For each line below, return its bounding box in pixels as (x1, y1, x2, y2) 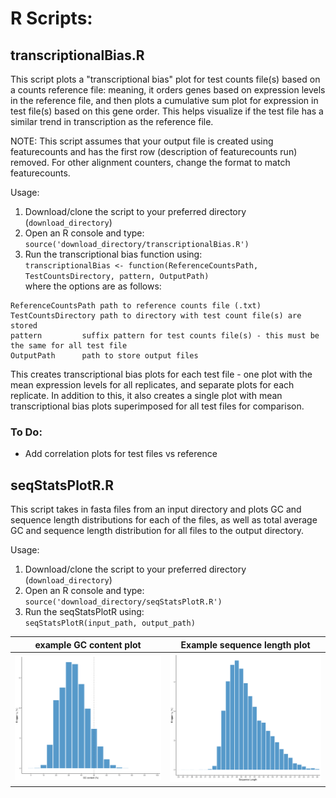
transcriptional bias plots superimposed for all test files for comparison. (10, 400, 305, 412)
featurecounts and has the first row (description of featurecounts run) (10, 146, 298, 157)
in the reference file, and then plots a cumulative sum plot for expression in (10, 95, 319, 106)
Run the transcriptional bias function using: (24, 248, 203, 260)
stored (10, 321, 38, 331)
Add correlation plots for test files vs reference (24, 448, 218, 460)
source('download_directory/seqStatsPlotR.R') (24, 597, 223, 607)
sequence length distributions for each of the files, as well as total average (10, 514, 318, 526)
